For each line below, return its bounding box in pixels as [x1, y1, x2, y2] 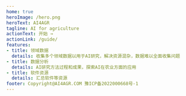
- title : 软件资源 [6, 70, 49, 76]
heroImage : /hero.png [6, 14, 61, 20]
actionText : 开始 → [6, 31, 54, 37]
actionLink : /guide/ [6, 36, 58, 42]
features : [6, 42, 31, 48]
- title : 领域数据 [6, 48, 49, 54]
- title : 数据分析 [6, 58, 49, 64]
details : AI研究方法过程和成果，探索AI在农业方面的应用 [11, 64, 137, 70]
